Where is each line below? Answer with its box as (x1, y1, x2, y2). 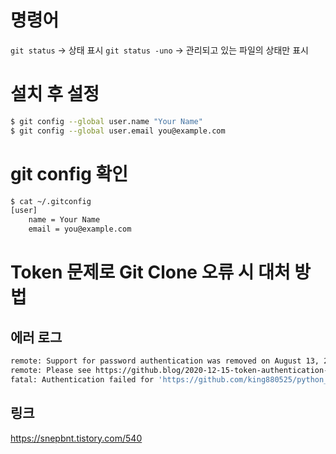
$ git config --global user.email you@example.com (10, 126, 226, 136)
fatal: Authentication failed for (10, 374, 155, 385)
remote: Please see (10, 365, 92, 375)
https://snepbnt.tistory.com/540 (10, 432, 143, 444)
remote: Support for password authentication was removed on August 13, (10, 356, 320, 366)
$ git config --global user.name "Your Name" (10, 116, 203, 126)
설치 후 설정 (10, 83, 100, 106)
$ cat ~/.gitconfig (10, 196, 92, 206)
